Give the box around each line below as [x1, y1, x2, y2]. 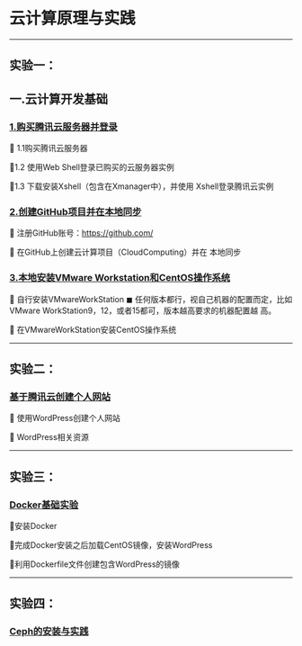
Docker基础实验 [9, 498, 79, 511]
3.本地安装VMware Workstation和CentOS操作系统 [9, 272, 231, 284]
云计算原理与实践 [9, 8, 137, 29]
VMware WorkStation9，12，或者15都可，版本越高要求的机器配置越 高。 [9, 305, 277, 316]
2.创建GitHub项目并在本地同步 [9, 205, 142, 218]
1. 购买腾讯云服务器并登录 [9, 121, 119, 133]
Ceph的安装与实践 [9, 625, 89, 638]
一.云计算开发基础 [9, 91, 109, 106]
